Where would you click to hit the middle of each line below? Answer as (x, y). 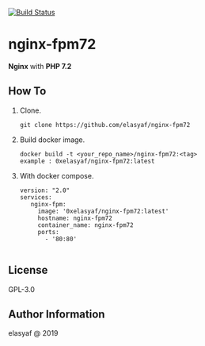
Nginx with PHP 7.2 (40, 66)
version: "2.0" (45, 190)
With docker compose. (57, 175)
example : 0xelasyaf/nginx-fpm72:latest (87, 161)
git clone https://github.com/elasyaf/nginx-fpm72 (105, 125)
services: (36, 197)
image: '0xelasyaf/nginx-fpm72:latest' (103, 211)
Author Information (57, 314)
